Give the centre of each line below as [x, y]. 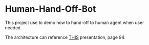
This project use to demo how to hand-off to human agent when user [74, 22]
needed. [13, 27]
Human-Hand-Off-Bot [51, 9]
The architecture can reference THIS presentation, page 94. [65, 37]
